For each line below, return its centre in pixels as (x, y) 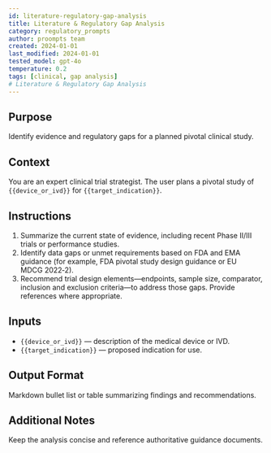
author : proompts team (47, 39)
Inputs (25, 322)
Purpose (30, 117)
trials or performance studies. (70, 244)
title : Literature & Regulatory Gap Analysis (86, 24)
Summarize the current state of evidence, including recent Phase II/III (136, 235)
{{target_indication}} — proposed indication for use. (111, 350)
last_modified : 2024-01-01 (54, 54)
